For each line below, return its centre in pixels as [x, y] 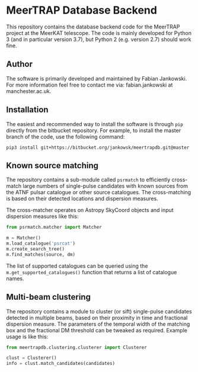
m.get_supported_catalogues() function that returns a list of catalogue [92, 272]
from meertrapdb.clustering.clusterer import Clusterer [76, 347]
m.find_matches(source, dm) [41, 254]
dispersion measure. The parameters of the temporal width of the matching [98, 324]
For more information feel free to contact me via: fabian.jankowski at [90, 85]
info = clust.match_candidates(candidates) [61, 364]
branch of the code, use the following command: [66, 136]
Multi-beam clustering [48, 297]
